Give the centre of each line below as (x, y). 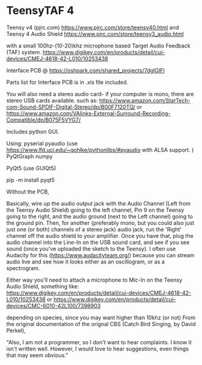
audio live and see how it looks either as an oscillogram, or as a (86, 262)
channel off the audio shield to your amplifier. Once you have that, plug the (100, 235)
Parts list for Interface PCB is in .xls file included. (67, 82)
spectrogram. (23, 268)
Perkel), (16, 330)
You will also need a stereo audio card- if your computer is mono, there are (100, 94)
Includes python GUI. (33, 131)
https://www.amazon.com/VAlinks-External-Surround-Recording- (89, 113)
